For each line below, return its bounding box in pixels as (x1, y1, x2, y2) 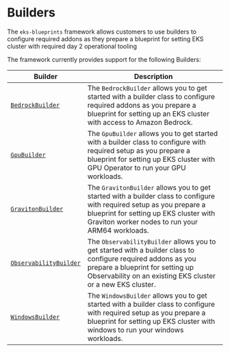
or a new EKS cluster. (87, 279, 156, 289)
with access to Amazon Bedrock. (87, 117, 193, 127)
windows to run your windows (87, 325, 184, 334)
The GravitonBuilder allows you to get (87, 183, 211, 192)
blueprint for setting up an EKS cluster (87, 108, 210, 118)
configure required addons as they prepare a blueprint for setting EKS (7, 34, 204, 43)
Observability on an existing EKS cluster (87, 271, 216, 281)
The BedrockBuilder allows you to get (87, 83, 207, 93)
